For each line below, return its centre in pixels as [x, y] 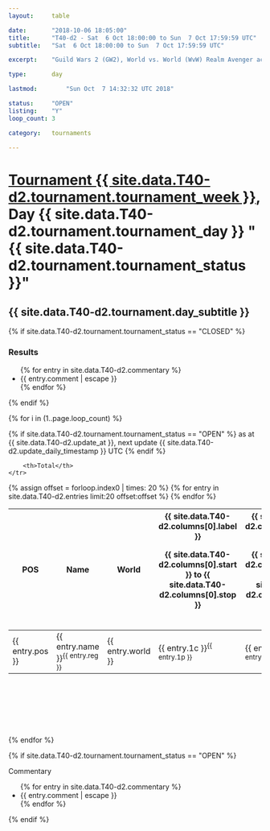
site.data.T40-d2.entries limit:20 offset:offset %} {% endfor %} [112, 496]
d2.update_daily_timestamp [53, 451]
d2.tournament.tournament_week [124, 197]
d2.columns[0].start [198, 564]
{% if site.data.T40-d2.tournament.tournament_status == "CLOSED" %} [127, 332]
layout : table [39, 16]
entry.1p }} [175, 657]
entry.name [78, 647]
